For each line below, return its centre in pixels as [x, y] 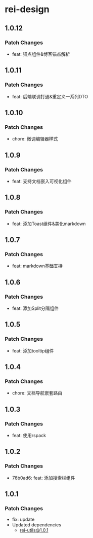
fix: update [23, 519]
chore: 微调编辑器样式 [35, 139]
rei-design [27, 9]
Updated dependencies [37, 525]
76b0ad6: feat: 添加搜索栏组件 [43, 478]
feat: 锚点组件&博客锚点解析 [41, 54]
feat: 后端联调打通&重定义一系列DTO [50, 96]
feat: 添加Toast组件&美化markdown [49, 224]
